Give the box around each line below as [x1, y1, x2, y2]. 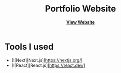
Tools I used [4, 42, 54, 52]
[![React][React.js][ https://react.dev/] [11, 62, 85, 68]
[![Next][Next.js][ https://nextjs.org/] [11, 57, 83, 63]
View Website [66, 19, 95, 25]
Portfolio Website [45, 3, 116, 15]
